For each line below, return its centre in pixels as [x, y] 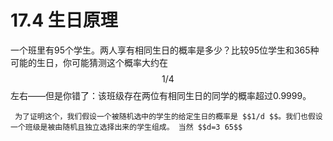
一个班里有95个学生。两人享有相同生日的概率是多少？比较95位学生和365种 [165, 50]
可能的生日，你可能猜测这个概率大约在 [89, 62]
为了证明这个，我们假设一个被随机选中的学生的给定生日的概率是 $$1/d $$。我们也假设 [168, 116]
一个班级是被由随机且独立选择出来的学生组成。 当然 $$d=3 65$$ [126, 127]
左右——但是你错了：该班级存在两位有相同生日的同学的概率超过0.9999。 [161, 95]
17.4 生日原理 [64, 20]
